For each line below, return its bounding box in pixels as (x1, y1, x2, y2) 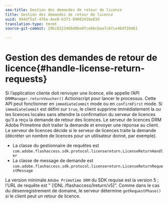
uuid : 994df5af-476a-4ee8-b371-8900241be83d (5, 17, 100, 22)
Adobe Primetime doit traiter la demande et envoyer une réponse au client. (5, 122, 159, 128)
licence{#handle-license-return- (5, 63, 145, 74)
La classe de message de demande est (12, 158, 94, 164)
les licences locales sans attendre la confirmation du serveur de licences (5, 112, 156, 118)
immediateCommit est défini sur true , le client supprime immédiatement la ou (5, 106, 161, 112)
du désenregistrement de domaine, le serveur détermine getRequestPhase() (5, 188, 161, 194)
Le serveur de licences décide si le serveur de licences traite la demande (5, 128, 156, 134)
